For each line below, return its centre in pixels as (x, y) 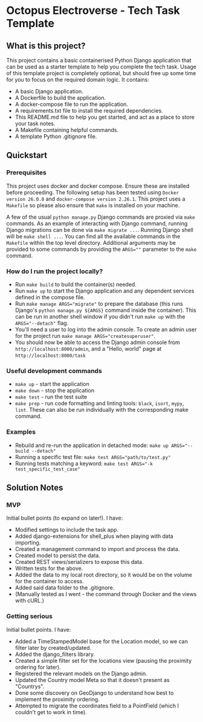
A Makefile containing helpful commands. (67, 130)
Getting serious (30, 617)
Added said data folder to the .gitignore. (65, 588)
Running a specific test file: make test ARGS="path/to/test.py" (93, 457)
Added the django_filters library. (55, 654)
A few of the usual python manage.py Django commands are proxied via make (101, 217)
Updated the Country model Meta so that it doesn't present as (92, 680)
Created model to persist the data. (58, 555)
